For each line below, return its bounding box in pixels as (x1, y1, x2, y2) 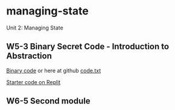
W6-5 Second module (6, 96, 91, 106)
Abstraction (6, 51, 52, 61)
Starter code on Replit (6, 78, 61, 85)
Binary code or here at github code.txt (6, 67, 101, 74)
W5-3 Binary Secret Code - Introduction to (6, 41, 170, 52)
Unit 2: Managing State (6, 24, 63, 31)
